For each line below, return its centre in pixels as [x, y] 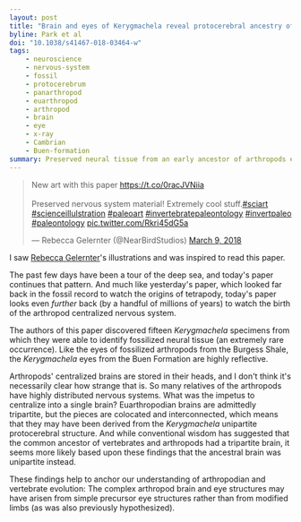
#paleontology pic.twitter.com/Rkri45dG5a [110, 222]
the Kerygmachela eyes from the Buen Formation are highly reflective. [139, 358]
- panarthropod [54, 92]
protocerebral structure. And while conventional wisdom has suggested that [149, 433]
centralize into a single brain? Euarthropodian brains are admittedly [133, 405]
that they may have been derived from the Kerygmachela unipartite [133, 424]
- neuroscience [54, 59]
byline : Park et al [46, 34]
